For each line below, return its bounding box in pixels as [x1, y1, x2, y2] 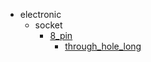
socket [34, 19, 63, 31]
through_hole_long [64, 40, 142, 52]
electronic [19, 9, 62, 20]
